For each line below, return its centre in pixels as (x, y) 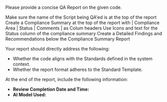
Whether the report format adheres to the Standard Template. (78, 69)
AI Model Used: (29, 95)
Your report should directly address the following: (58, 49)
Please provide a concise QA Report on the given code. (64, 7)
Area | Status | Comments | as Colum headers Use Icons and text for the (81, 28)
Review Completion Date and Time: (51, 89)
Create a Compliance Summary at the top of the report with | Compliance (82, 23)
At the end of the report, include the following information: (67, 79)
